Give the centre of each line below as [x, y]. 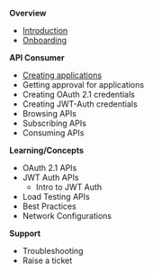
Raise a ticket [47, 260]
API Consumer [37, 57]
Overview [28, 13]
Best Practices [49, 206]
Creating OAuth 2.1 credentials [78, 94]
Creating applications [62, 75]
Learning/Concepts [46, 150]
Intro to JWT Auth [68, 187]
